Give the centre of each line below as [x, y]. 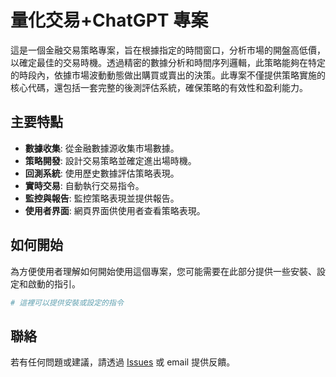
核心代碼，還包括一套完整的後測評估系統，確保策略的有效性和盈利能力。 [159, 87]
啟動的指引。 [54, 283]
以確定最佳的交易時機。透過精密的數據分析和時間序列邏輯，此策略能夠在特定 [168, 62]
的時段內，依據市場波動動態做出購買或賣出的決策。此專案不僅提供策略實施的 [168, 75]
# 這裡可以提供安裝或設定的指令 [67, 302]
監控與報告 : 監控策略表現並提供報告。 [102, 198]
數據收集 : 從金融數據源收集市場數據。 [102, 148]
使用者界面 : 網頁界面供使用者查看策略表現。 [115, 210]
